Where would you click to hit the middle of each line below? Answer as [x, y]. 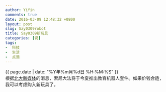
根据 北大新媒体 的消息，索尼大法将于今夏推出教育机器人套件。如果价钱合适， [85, 78]
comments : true [21, 15]
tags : [11, 43]
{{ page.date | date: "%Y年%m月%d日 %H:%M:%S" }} [62, 72]
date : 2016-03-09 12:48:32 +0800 [40, 19]
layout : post [19, 24]
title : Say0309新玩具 [27, 33]
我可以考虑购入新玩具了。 [32, 84]
